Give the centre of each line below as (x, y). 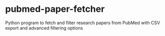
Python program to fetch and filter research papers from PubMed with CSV (83, 23)
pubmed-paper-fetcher (55, 9)
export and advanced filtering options (44, 28)
